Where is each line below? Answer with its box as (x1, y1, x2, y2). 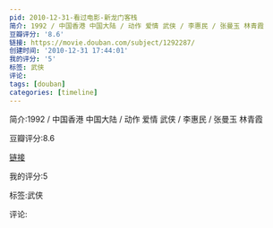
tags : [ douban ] (9, 80, 66, 89)
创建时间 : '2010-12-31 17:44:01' (9, 46, 129, 55)
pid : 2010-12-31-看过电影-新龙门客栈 (9, 13, 138, 22)
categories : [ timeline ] (9, 88, 98, 97)
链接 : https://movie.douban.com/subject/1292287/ (9, 38, 195, 47)
